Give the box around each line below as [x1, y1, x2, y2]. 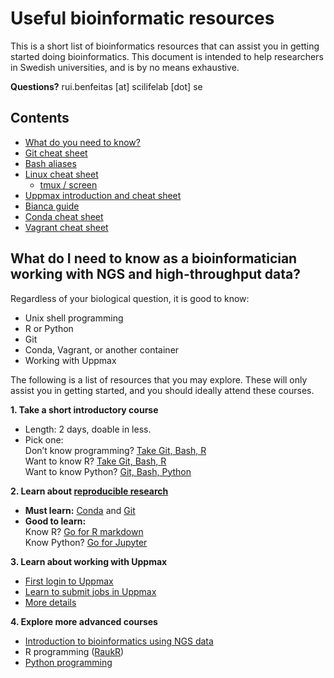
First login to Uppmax [24, 575, 114, 587]
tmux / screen [39, 178, 98, 191]
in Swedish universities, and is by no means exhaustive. [10, 61, 240, 73]
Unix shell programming [24, 312, 124, 324]
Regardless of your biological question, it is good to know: [10, 292, 250, 304]
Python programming [24, 656, 113, 668]
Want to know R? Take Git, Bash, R [24, 455, 167, 467]
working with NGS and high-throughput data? [10, 266, 302, 283]
